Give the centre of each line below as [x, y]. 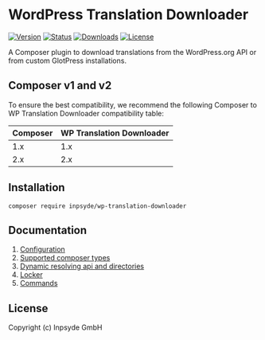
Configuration [42, 249]
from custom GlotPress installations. [68, 61]
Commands [39, 283]
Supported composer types [65, 258]
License [28, 308]
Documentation [48, 230]
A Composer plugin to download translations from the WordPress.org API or [132, 52]
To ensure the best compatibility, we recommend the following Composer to [132, 104]
